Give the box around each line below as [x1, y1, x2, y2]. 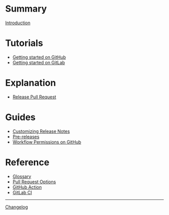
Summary [5, 3, 47, 15]
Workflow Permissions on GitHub [12, 139, 81, 145]
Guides [5, 112, 36, 123]
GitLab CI [12, 189, 32, 195]
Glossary [12, 173, 32, 179]
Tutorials [5, 37, 43, 49]
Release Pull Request [12, 94, 56, 100]
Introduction [5, 20, 31, 26]
